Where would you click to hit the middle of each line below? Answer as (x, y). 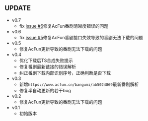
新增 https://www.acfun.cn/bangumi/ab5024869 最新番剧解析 (79, 84)
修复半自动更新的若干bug (45, 90)
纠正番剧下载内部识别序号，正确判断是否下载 (65, 73)
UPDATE (18, 8)
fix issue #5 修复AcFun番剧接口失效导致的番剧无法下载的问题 (81, 37)
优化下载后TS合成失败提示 (46, 60)
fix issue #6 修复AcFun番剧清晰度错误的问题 (64, 26)
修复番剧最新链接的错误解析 (48, 66)
